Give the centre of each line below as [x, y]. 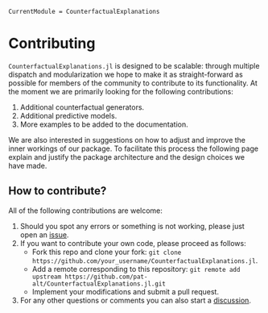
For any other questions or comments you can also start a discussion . [136, 300]
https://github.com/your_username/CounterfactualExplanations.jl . [145, 260]
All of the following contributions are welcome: [86, 211]
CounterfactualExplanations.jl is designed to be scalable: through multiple [134, 65]
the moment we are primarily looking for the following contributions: [121, 91]
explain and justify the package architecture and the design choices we [127, 156]
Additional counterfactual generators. [82, 107]
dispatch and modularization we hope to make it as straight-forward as [126, 74]
